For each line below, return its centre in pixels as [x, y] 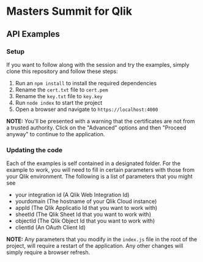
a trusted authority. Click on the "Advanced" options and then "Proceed [96, 128]
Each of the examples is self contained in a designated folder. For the [94, 163]
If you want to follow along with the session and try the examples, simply [98, 64]
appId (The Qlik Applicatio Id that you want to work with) [86, 208]
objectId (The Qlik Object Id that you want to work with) [85, 221]
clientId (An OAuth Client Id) [50, 228]
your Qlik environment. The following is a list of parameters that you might [99, 177]
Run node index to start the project [59, 102]
